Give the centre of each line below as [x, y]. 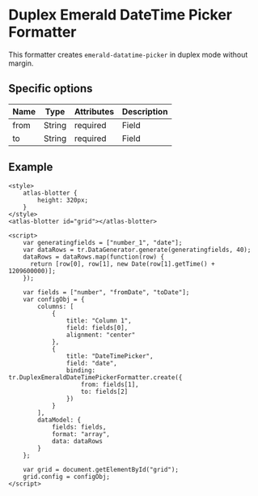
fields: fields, [79, 427]
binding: [80, 370]
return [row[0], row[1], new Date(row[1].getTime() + [123, 264]
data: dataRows [77, 441]
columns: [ [56, 306]
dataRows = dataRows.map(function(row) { [93, 257]
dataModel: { [59, 420]
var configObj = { [54, 299]
